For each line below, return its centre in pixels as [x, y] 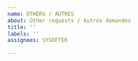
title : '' [22, 27]
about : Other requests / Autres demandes [69, 21]
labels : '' [23, 34]
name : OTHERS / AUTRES [41, 14]
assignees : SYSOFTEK [38, 40]
